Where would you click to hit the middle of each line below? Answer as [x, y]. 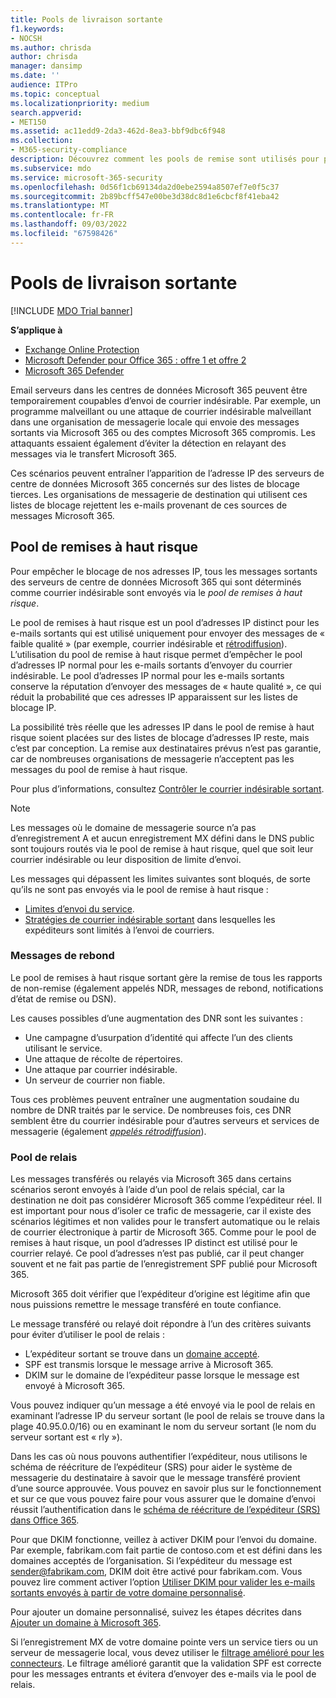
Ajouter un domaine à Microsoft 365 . [86, 1623]
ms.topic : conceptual [55, 94]
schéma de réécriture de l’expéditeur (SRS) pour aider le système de [151, 1467]
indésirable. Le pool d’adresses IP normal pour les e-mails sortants [147, 675]
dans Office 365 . [45, 1520]
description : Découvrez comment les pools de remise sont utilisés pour [165, 159]
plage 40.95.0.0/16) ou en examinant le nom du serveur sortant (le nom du [163, 1427]
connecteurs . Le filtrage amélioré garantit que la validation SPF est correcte [166, 1663]
